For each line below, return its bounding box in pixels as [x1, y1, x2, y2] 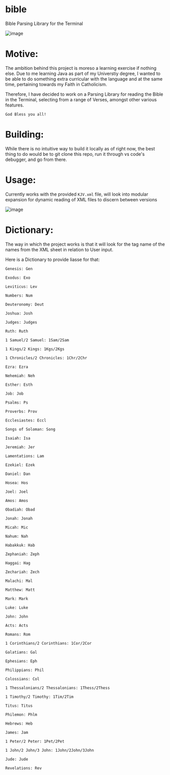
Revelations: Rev [5, 765, 42, 770]
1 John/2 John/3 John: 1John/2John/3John [5, 747, 94, 753]
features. [5, 102, 24, 108]
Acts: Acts [5, 623, 28, 628]
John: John [5, 614, 28, 619]
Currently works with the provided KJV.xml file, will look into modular [5, 191, 149, 197]
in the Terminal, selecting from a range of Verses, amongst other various [5, 96, 157, 102]
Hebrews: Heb [5, 721, 33, 726]
